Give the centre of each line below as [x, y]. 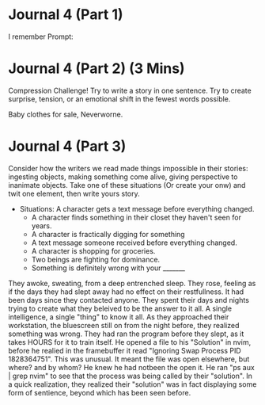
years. [42, 225]
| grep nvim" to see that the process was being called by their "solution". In [131, 376]
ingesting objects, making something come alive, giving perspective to [123, 177]
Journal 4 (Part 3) [67, 146]
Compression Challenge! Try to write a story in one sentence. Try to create [130, 90]
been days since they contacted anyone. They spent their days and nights [129, 300]
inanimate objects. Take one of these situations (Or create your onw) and [127, 185]
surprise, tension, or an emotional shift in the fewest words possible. [119, 99]
